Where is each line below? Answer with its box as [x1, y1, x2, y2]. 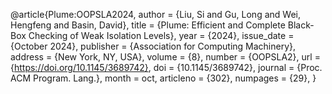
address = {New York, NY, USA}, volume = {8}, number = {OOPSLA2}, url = [10, 51, 321, 63]
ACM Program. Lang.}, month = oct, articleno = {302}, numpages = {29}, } [10, 72, 317, 84]
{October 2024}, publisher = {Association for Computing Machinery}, [10, 40, 297, 52]
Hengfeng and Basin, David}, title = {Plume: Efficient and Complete [10, 19, 286, 31]
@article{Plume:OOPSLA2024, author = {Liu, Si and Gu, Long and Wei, [10, 9, 301, 20]
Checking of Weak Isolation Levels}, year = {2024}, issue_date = [28, 30, 295, 41]
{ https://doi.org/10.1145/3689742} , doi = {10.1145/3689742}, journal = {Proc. [10, 62, 323, 73]
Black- [287, 19, 315, 31]
